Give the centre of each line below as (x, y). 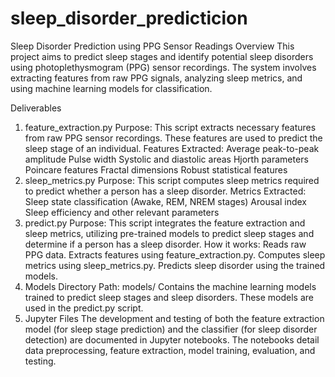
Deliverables (36, 108)
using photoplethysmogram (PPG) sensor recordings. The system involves (163, 67)
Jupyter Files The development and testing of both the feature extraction (174, 318)
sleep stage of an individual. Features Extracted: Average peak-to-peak (172, 148)
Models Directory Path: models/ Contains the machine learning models (170, 286)
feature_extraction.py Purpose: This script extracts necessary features (170, 127)
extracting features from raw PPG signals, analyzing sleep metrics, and (156, 78)
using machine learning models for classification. (111, 88)
